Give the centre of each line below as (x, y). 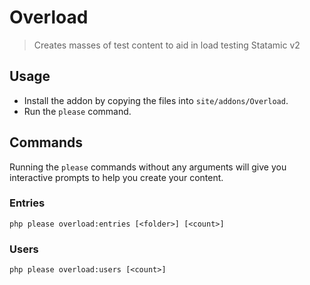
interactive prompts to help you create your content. (116, 177)
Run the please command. (77, 111)
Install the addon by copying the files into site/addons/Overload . (156, 100)
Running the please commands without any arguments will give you (148, 167)
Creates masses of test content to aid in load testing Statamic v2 (167, 45)
